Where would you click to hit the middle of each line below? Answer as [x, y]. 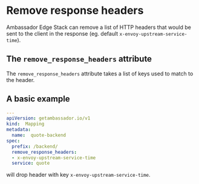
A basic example [38, 99]
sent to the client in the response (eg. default [62, 33]
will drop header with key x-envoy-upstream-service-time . [78, 175]
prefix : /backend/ [35, 146]
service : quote [31, 163]
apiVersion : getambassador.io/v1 [48, 118]
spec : [13, 141]
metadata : [19, 130]
